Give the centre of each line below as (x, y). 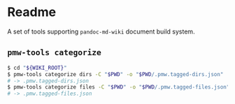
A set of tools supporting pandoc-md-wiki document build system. (101, 31)
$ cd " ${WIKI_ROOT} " (37, 68)
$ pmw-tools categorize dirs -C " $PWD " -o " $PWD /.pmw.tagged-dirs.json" (115, 74)
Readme (32, 12)
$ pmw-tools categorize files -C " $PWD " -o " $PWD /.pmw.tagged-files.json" (119, 87)
